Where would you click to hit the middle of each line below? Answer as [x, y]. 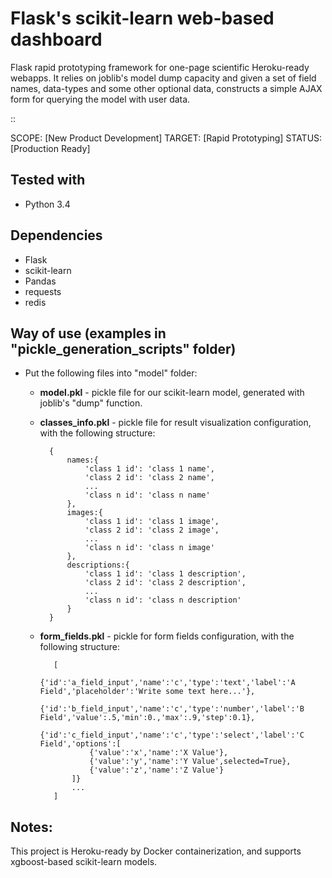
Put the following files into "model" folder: [111, 373]
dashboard [56, 39]
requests [43, 291]
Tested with [48, 180]
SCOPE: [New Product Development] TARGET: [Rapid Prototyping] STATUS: [166, 138]
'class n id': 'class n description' [163, 600]
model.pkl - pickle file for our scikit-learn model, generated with [172, 393]
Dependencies [56, 235]
